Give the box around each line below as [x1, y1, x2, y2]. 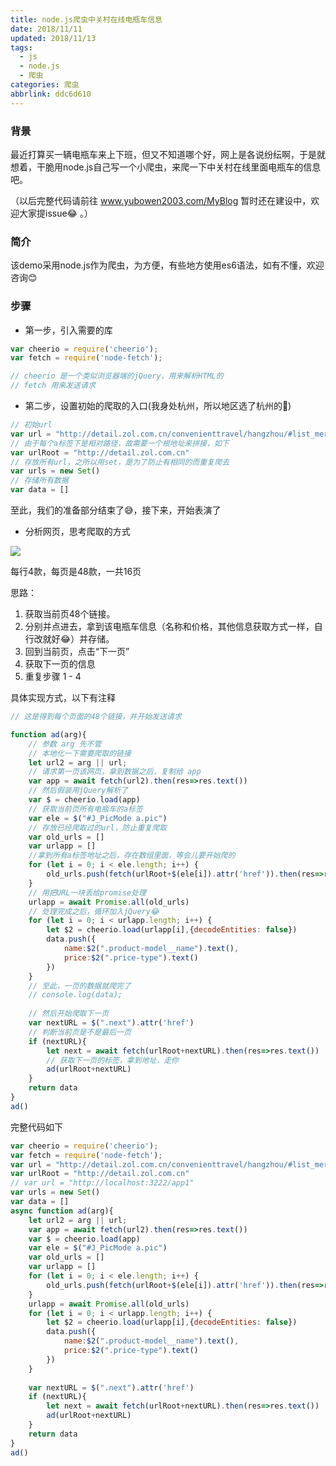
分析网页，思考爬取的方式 [24, 526, 131, 538]
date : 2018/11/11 [10, 24, 83, 34]
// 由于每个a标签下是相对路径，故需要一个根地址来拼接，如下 [10, 438, 230, 448]
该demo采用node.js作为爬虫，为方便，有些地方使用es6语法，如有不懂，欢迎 [10, 259, 325, 271]
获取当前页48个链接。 [24, 608, 116, 620]
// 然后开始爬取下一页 [28, 1009, 110, 1019]
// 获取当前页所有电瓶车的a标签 [28, 804, 143, 814]
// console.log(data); [28, 990, 123, 1000]
